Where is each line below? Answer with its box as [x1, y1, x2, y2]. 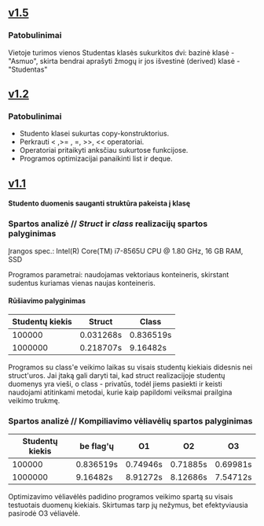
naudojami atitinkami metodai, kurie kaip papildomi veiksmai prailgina [8, 387, 233, 397]
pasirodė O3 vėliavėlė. [8, 509, 81, 518]
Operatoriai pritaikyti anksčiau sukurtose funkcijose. [19, 146, 189, 155]
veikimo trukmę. [8, 395, 60, 405]
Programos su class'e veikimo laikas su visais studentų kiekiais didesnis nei [8, 362, 253, 372]
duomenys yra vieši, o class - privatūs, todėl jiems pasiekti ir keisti [8, 379, 222, 388]
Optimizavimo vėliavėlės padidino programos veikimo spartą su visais [8, 492, 233, 502]
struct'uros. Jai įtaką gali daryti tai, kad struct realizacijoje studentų [8, 370, 225, 380]
